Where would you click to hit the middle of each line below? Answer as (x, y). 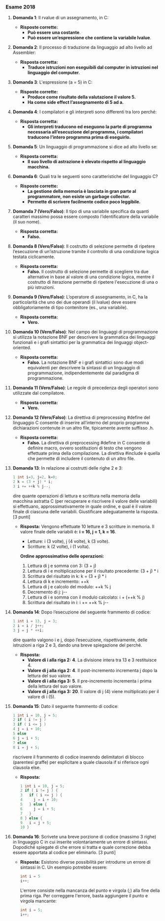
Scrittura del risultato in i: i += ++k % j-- (68, 602)
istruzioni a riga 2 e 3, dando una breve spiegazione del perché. (77, 645)
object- (141, 343)
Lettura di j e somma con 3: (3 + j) (62, 566)
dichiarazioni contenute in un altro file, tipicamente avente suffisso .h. (83, 428)
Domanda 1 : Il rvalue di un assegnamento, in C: (61, 18)
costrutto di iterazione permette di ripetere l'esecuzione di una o (93, 282)
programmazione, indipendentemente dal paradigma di (83, 373)
